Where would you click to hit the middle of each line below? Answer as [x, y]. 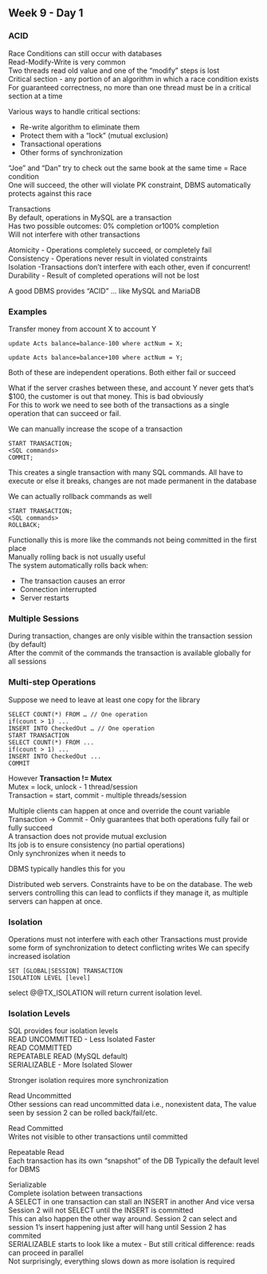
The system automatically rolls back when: [79, 565]
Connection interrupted [58, 589]
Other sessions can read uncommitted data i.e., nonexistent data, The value [133, 1104]
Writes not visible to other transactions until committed [98, 1137]
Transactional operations [61, 144]
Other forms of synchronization [71, 152]
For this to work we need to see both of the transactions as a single [119, 405]
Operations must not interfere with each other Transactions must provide [128, 939]
